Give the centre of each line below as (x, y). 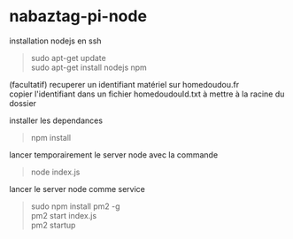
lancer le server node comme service (77, 189)
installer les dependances (56, 120)
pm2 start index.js (64, 215)
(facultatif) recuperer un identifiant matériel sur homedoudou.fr (124, 84)
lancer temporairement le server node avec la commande (114, 154)
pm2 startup (53, 225)
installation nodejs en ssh (55, 41)
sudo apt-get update (68, 58)
